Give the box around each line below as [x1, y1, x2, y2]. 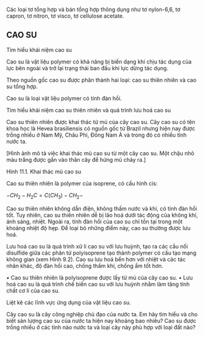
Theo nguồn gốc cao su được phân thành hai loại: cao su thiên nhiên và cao [6, 76, 197, 84]
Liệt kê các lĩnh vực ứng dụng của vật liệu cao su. [6, 299, 131, 306]
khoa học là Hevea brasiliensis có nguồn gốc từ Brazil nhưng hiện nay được [6, 125, 195, 132]
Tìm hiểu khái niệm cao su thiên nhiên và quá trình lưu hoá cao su [6, 106, 171, 114]
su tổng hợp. [6, 82, 38, 90]
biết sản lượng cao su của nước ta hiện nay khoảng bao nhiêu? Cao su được [6, 317, 197, 324]
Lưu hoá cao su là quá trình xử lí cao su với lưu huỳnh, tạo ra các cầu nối [6, 242, 188, 250]
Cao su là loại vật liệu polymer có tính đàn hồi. [6, 95, 122, 102]
